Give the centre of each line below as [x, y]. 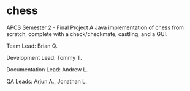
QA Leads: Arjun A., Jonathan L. [47, 81]
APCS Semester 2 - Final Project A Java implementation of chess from [95, 27]
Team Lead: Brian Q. [32, 46]
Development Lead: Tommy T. [44, 57]
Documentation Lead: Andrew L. [47, 69]
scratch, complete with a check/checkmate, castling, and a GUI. [87, 34]
